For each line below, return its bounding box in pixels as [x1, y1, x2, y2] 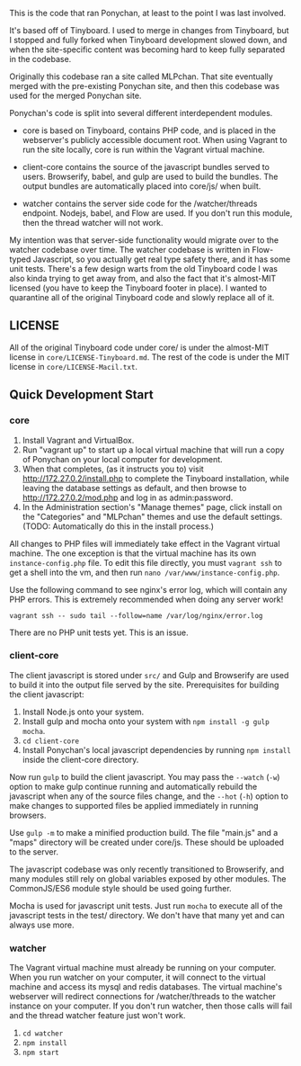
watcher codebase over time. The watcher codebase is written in [9, 245, 251, 255]
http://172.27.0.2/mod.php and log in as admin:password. [22, 492, 234, 503]
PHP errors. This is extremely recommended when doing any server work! [9, 594, 284, 605]
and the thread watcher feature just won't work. [9, 1010, 186, 1021]
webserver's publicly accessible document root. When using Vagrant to [22, 135, 288, 145]
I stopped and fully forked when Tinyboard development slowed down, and [9, 35, 288, 45]
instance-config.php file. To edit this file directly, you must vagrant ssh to [9, 557, 283, 568]
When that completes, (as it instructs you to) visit [22, 463, 204, 474]
